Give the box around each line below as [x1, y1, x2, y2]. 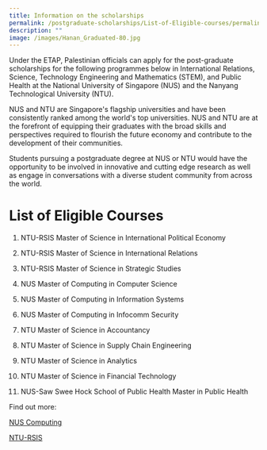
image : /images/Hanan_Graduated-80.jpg [9, 33, 141, 42]
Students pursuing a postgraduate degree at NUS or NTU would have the [9, 154, 248, 163]
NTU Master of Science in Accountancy [20, 325, 151, 335]
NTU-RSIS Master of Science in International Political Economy [20, 233, 227, 243]
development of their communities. [9, 138, 124, 148]
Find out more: [9, 402, 57, 412]
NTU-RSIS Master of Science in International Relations [20, 248, 198, 258]
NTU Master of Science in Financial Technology [20, 371, 177, 381]
